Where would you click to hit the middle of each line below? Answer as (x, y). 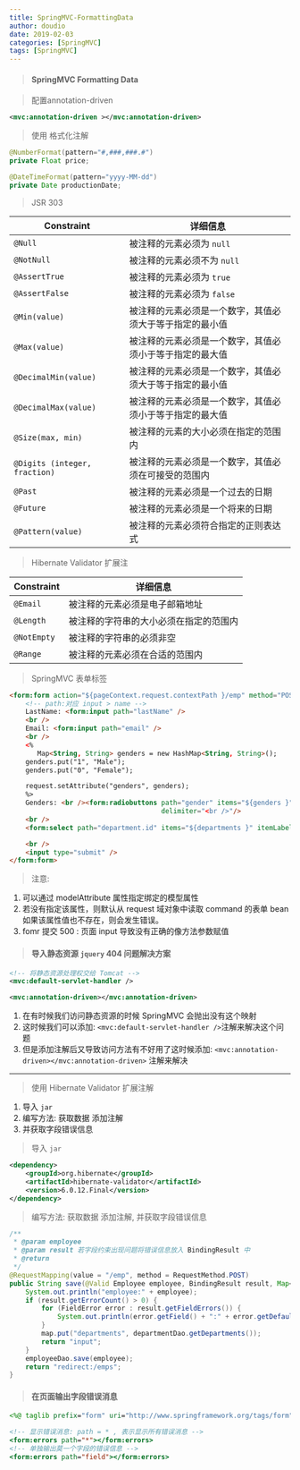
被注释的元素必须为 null (179, 243)
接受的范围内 (183, 475)
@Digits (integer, (53, 463)
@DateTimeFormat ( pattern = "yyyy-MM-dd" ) (83, 177)
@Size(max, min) (48, 438)
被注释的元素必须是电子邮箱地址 (136, 604)
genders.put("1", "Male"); (75, 761)
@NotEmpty (34, 637)
